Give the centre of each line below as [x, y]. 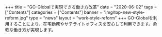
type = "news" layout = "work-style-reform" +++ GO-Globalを [91, 18]
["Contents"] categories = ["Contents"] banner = [54, 12]
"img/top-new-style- [124, 12]
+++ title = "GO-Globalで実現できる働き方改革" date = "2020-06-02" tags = [81, 7]
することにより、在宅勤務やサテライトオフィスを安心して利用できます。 [81, 24]
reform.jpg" [16, 18]
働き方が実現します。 [34, 30]
